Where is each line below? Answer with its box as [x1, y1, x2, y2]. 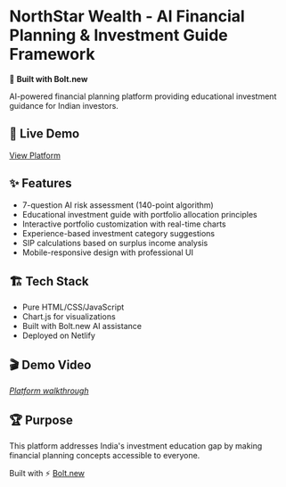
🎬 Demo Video [9, 357, 92, 372]
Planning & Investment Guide [9, 25, 229, 45]
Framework [9, 45, 95, 64]
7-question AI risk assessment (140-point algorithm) [21, 199, 214, 210]
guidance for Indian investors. [9, 100, 118, 111]
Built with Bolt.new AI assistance [21, 321, 143, 332]
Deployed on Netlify [21, 330, 96, 341]
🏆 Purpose [9, 412, 73, 427]
